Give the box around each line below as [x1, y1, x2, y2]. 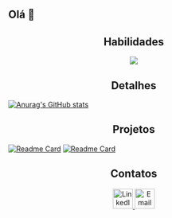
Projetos [112, 123, 155, 136]
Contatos [110, 167, 158, 181]
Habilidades [103, 35, 165, 49]
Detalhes [111, 79, 157, 92]
